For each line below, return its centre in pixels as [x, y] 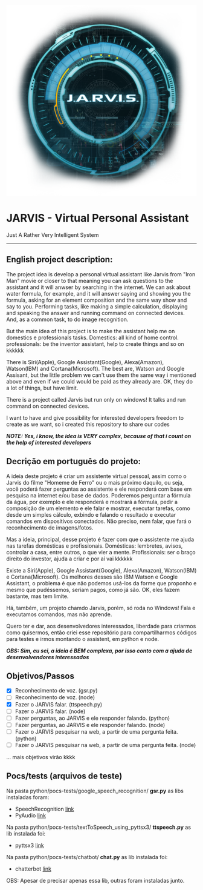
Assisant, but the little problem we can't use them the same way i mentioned [101, 375]
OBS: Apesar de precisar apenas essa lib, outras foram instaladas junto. [95, 880]
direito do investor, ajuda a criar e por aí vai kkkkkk [69, 559]
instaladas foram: [28, 797]
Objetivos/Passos [40, 676]
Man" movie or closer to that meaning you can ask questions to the [90, 281]
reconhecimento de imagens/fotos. [50, 527]
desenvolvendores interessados [48, 657]
